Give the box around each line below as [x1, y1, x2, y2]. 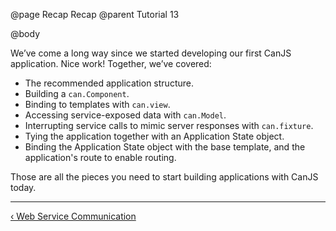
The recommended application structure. [24, 77, 194, 89]
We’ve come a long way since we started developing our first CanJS [10, 47, 292, 59]
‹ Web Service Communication [10, 210, 137, 222]
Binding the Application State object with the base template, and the [24, 141, 306, 153]
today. [10, 182, 37, 193]
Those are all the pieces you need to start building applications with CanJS [10, 171, 319, 183]
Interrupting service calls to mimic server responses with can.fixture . [24, 120, 314, 131]
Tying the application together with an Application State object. [24, 130, 285, 142]
